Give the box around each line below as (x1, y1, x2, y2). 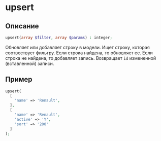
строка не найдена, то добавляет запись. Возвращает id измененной (5, 55, 156, 61)
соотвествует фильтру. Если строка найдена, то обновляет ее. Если (5, 50, 153, 56)
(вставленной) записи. (5, 60, 54, 66)
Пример (5, 75, 33, 84)
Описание (5, 22, 39, 30)
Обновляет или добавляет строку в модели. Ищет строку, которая (5, 44, 150, 50)
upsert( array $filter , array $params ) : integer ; (5, 35, 113, 40)
